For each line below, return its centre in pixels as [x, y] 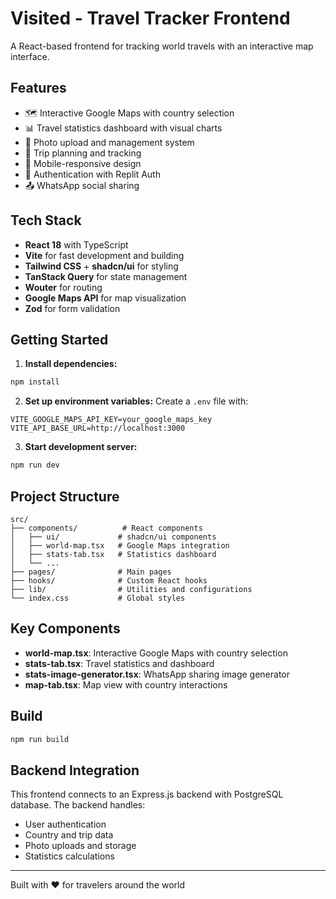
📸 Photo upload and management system [109, 142]
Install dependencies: [71, 364]
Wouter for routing [63, 287]
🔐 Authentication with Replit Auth [92, 174]
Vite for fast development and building [104, 255]
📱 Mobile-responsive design [83, 163]
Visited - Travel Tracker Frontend [150, 18]
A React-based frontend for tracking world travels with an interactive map [162, 46]
